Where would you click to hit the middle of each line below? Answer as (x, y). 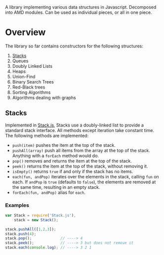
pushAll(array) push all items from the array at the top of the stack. (81, 150)
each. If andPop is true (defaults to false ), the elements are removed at (84, 182)
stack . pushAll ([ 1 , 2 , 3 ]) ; (31, 229)
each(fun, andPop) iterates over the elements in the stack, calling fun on (85, 176)
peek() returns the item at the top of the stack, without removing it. (80, 166)
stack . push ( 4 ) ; (21, 234)
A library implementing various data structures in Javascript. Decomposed (81, 7)
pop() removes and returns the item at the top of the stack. (72, 161)
